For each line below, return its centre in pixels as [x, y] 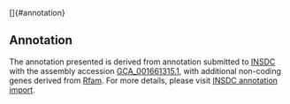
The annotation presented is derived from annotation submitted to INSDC [142, 62]
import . [22, 89]
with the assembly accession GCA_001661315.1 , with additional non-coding [145, 71]
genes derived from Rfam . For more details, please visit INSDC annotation [144, 80]
